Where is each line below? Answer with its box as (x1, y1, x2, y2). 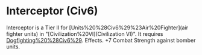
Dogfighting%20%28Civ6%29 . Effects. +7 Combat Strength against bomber (6, 36, 196, 44)
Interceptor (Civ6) (6, 4, 98, 18)
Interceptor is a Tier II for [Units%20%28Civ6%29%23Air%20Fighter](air (6, 24, 189, 31)
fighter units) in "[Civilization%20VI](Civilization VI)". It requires (6, 30, 164, 37)
